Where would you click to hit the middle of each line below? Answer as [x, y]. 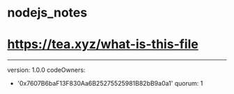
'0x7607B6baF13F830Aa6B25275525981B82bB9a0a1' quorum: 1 [110, 84]
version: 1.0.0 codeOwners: [46, 70]
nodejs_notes [47, 13]
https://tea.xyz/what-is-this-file [103, 45]
